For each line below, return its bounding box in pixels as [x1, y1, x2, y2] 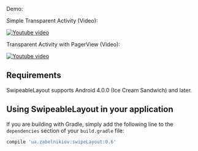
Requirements [6, 70, 61, 81]
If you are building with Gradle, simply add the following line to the [6, 120, 173, 128]
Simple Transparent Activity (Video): [6, 17, 98, 24]
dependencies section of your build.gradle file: [6, 127, 124, 134]
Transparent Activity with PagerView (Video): [6, 41, 121, 48]
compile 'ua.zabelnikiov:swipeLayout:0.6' [6, 139, 116, 145]
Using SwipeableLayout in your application [6, 104, 173, 115]
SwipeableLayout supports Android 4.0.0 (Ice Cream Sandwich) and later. [6, 86, 192, 94]
